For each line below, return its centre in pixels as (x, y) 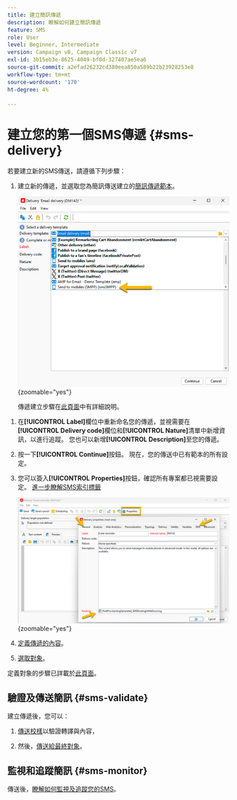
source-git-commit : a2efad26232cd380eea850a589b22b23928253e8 (101, 67)
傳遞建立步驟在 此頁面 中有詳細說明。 (70, 406)
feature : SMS (26, 30)
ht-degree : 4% (28, 89)
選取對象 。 (33, 659)
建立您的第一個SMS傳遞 (77, 135)
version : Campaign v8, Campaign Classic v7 (72, 52)
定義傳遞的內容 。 (42, 643)
